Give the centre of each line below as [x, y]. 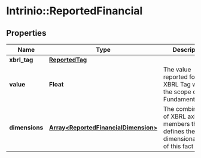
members [177, 124]
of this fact [179, 146]
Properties [26, 33]
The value [177, 69]
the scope [177, 92]
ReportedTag [68, 60]
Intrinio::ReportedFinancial [74, 11]
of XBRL [175, 116]
